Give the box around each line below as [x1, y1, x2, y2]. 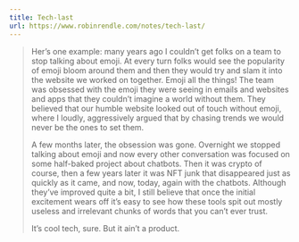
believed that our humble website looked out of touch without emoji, [30, 103, 282, 113]
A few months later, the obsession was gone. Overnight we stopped [30, 139, 281, 150]
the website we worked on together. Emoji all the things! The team [30, 74, 275, 85]
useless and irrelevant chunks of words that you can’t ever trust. [30, 205, 269, 216]
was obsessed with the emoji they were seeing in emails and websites [30, 84, 289, 95]
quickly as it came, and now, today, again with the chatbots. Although [30, 177, 287, 188]
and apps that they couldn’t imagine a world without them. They [30, 93, 266, 104]
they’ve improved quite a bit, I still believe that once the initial [30, 187, 256, 197]
